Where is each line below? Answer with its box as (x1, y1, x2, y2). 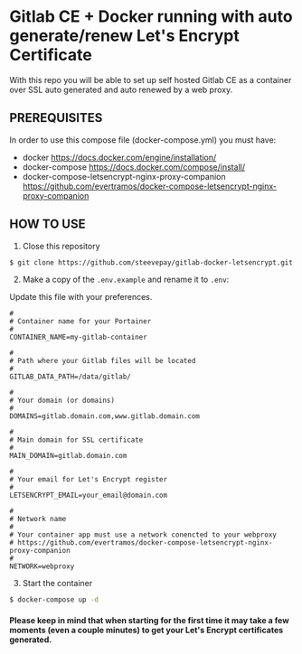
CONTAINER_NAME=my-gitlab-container (9, 332, 147, 342)
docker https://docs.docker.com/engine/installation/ (22, 152, 217, 163)
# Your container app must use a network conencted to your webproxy (9, 530, 278, 539)
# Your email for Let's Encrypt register (9, 475, 168, 484)
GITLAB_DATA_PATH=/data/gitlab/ (9, 372, 131, 381)
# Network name (9, 515, 67, 524)
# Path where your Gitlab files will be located (9, 357, 196, 366)
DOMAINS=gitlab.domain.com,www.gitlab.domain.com (9, 412, 201, 421)
